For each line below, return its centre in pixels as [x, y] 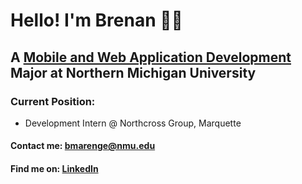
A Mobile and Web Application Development [151, 57]
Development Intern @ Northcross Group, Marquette [133, 123]
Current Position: [53, 101]
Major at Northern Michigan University [133, 72]
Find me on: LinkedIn [54, 169]
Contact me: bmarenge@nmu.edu [83, 146]
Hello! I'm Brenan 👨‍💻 [96, 20]
